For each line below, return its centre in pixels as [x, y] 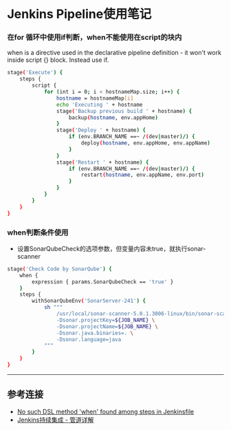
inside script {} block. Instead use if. [58, 60]
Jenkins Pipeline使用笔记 [79, 14]
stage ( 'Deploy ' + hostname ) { [101, 130]
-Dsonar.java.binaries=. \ [95, 333]
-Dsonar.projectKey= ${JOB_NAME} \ [106, 320]
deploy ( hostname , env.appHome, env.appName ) [146, 143]
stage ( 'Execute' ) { [35, 73]
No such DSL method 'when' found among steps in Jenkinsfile [106, 411]
